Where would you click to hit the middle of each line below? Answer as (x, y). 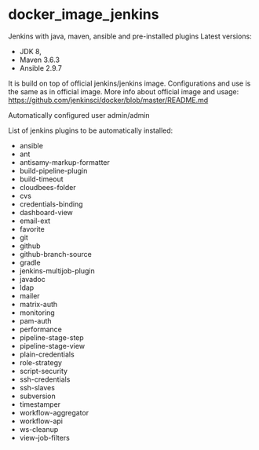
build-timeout (42, 179)
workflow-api (41, 421)
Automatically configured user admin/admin (79, 115)
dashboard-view (46, 212)
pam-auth (36, 320)
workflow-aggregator (54, 412)
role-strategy (41, 362)
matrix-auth (38, 304)
